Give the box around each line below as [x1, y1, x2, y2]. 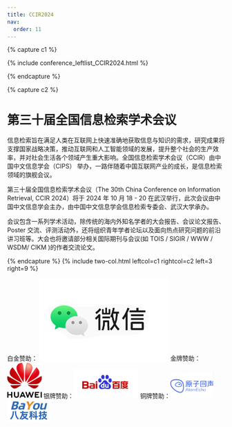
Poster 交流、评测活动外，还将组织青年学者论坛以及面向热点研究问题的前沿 [7, 226, 221, 234]
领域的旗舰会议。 [7, 171, 56, 179]
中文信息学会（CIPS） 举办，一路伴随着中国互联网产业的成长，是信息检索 [12, 162, 222, 171]
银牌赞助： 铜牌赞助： [43, 391, 171, 400]
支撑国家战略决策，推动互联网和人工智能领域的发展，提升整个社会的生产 [7, 145, 213, 153]
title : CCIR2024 [7, 11, 54, 18]
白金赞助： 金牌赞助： [7, 354, 201, 363]
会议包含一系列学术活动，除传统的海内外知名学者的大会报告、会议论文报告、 [7, 218, 225, 226]
